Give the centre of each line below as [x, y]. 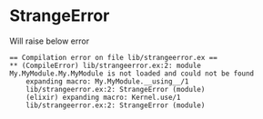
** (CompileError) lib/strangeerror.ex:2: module [106, 65]
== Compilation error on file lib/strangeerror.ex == [114, 57]
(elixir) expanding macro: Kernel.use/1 [103, 97]
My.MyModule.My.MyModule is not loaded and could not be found [132, 74]
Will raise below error [49, 41]
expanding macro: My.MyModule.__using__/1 [107, 81]
